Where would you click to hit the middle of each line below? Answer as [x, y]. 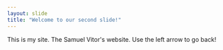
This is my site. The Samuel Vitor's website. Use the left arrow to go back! [112, 39]
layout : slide [28, 13]
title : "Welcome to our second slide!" [64, 20]
